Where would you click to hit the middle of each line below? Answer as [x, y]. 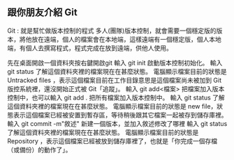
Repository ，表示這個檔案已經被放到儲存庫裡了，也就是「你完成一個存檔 [112, 141]
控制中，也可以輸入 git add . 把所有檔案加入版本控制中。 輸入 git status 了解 [116, 97]
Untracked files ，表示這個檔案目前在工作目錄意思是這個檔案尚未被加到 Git [115, 80]
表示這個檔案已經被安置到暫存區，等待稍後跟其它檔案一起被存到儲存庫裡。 [120, 115]
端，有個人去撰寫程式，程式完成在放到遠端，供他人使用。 [90, 48]
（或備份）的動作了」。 [39, 150]
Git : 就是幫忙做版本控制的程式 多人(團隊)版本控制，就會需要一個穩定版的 [112, 31]
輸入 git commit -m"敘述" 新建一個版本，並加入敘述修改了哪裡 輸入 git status [117, 123]
